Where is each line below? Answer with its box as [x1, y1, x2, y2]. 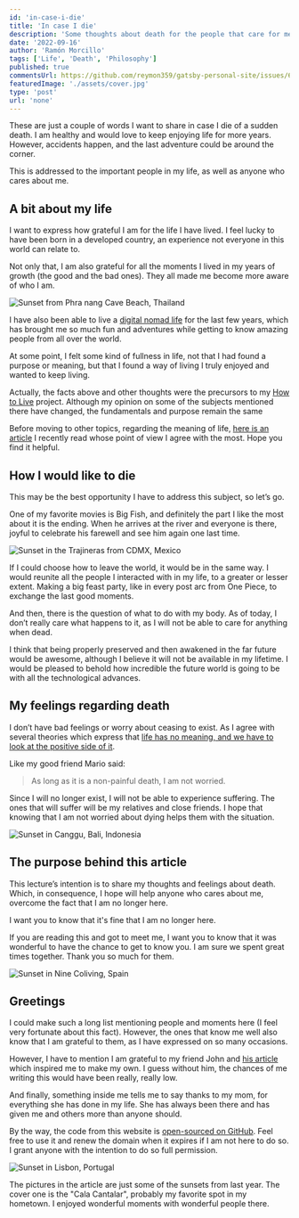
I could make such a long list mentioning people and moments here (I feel [9, 1018, 279, 1028]
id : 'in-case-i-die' [9, 12, 86, 22]
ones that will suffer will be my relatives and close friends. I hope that [9, 802, 263, 813]
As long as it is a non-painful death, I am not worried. [30, 775, 226, 786]
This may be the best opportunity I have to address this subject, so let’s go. [9, 492, 285, 502]
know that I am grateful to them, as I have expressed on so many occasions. [9, 1036, 288, 1047]
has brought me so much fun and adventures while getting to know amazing [9, 324, 289, 335]
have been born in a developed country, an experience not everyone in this [9, 234, 285, 245]
